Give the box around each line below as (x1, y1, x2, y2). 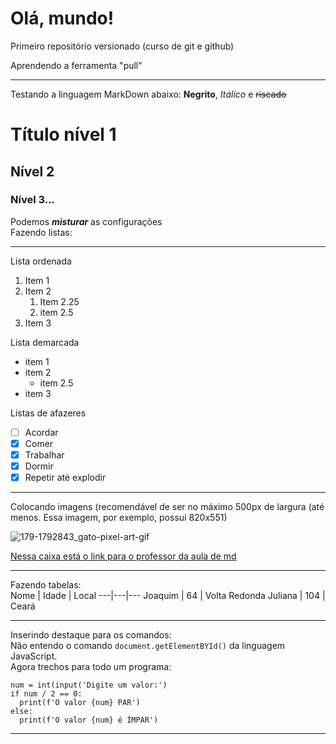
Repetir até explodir (24, 472, 107, 484)
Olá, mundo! (10, 7, 115, 30)
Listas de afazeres (10, 407, 87, 419)
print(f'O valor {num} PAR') (19, 698, 141, 708)
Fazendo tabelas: (10, 579, 82, 591)
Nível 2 (10, 163, 55, 180)
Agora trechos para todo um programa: (10, 661, 172, 673)
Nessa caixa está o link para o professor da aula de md (10, 550, 237, 562)
